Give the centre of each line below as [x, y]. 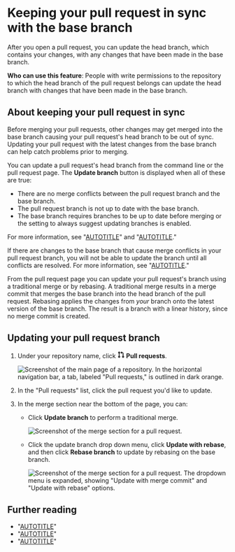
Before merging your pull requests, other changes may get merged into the [115, 129]
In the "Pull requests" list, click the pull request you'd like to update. [115, 390]
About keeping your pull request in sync [96, 112]
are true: [20, 180]
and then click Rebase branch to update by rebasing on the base [121, 452]
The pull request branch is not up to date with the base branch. [108, 208]
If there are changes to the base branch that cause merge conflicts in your [114, 250]
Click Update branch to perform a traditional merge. [103, 417]
